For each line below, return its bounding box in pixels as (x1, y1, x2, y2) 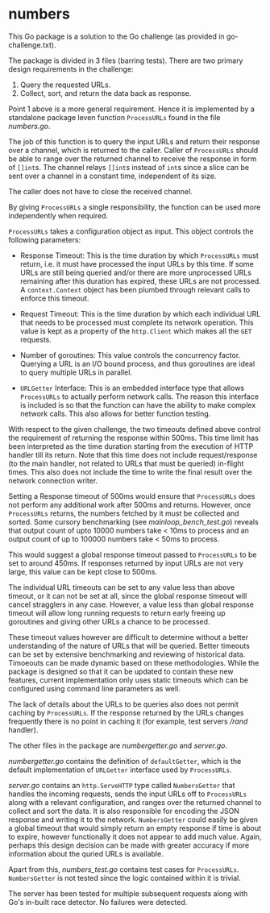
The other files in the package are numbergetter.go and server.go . (8, 741, 228, 750)
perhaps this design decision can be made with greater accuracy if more (8, 840, 250, 850)
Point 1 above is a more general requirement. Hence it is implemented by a (8, 104, 255, 114)
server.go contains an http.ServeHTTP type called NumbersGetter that (8, 780, 235, 790)
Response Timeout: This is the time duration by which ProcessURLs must (19, 251, 260, 260)
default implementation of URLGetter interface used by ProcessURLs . (8, 765, 232, 774)
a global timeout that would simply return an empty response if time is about (8, 823, 262, 832)
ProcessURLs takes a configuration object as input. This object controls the (8, 226, 254, 236)
